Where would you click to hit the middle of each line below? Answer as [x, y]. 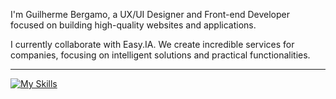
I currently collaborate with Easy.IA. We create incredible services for [152, 44]
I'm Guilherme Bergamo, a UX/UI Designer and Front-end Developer [150, 14]
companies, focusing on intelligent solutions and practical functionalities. [160, 55]
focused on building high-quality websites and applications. [133, 25]
